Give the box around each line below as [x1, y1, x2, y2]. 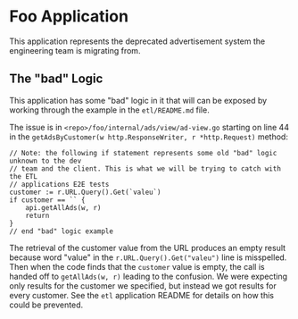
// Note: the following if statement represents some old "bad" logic [9, 148, 277, 157]
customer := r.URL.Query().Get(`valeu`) [9, 188, 162, 197]
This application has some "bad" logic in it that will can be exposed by [9, 95, 268, 105]
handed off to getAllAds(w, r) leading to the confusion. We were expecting [9, 271, 288, 281]
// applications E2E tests [9, 180, 110, 189]
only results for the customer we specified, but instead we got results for [9, 280, 277, 291]
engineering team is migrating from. [9, 45, 141, 55]
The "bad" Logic [9, 71, 103, 87]
